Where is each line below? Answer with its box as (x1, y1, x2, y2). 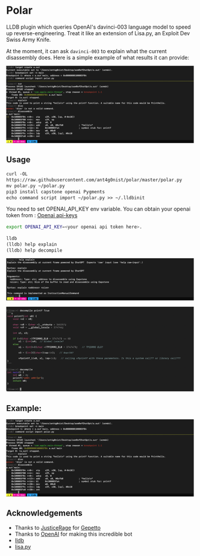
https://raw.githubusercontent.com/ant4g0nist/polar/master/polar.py (6, 177, 183, 183)
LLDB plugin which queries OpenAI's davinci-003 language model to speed (6, 23, 191, 30)
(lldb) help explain (6, 242, 58, 248)
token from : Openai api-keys (6, 212, 78, 219)
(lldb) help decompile (6, 248, 62, 254)
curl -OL (6, 171, 28, 177)
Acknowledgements (6, 508, 83, 518)
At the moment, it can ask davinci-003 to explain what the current (6, 47, 167, 54)
